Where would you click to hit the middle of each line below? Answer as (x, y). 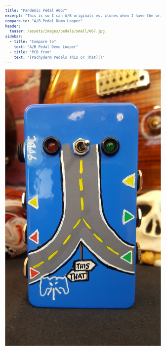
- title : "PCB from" (31, 52)
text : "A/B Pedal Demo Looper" (46, 47)
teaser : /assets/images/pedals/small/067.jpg (57, 31)
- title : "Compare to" (33, 42)
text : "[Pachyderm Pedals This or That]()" (60, 57)
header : (13, 26)
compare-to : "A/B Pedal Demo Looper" (44, 21)
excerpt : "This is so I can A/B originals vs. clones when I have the (79, 16)
